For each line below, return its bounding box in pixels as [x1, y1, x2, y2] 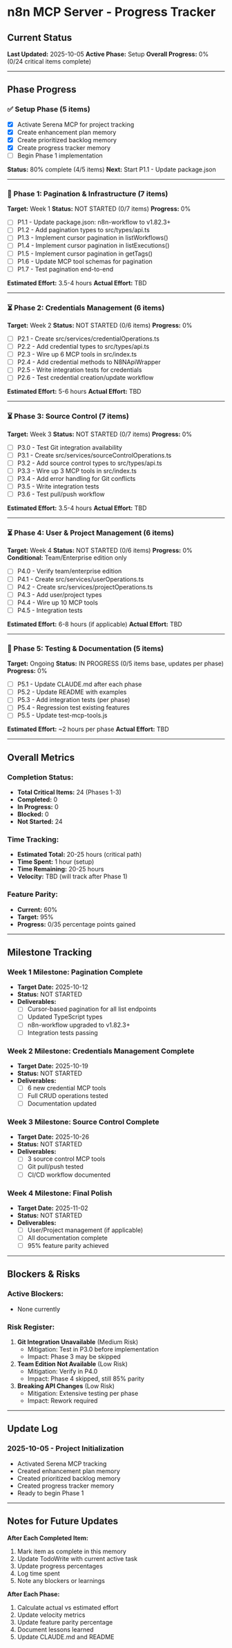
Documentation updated [27, 1099, 97, 1108]
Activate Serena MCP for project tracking [17, 120, 135, 129]
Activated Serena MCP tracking [17, 1459, 107, 1468]
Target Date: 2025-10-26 [17, 1133, 90, 1141]
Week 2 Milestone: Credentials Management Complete [7, 1046, 195, 1056]
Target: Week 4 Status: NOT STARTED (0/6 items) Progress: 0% [7, 547, 193, 555]
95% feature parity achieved [27, 1242, 109, 1250]
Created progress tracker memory [17, 1481, 115, 1490]
